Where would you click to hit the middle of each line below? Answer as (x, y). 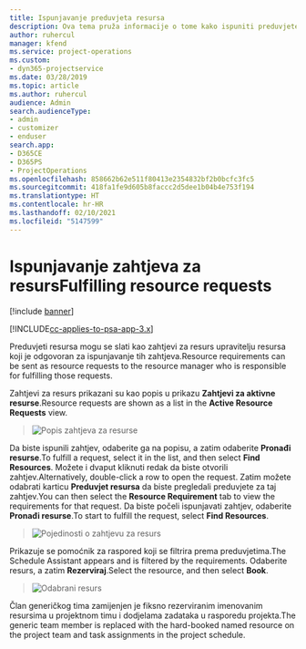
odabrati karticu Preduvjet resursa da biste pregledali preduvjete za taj (143, 486)
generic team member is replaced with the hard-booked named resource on (152, 624)
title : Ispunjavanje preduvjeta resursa (87, 18)
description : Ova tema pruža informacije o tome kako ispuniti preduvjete (154, 26)
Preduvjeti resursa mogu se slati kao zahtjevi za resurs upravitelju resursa (148, 346)
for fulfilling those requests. (61, 376)
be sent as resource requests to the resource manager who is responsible (148, 366)
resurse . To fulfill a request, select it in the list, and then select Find (135, 458)
